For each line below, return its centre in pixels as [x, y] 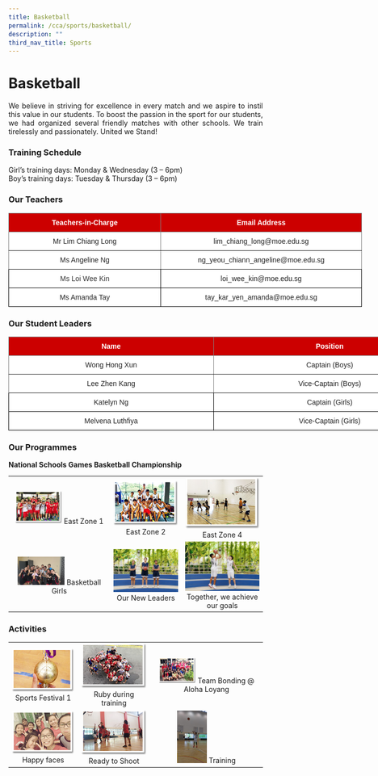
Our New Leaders [146, 598]
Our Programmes [43, 447]
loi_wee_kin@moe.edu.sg [261, 278]
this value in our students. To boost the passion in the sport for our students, [136, 115]
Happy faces [43, 760]
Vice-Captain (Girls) [330, 421]
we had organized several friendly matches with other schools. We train [136, 123]
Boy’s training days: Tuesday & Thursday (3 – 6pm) [93, 178]
